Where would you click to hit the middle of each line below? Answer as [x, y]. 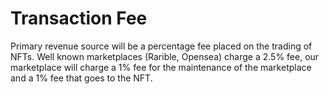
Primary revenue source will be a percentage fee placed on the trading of [161, 46]
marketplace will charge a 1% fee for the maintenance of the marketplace [161, 67]
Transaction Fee [79, 18]
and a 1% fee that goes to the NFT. [81, 78]
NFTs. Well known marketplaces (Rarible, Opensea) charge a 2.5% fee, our [165, 56]
